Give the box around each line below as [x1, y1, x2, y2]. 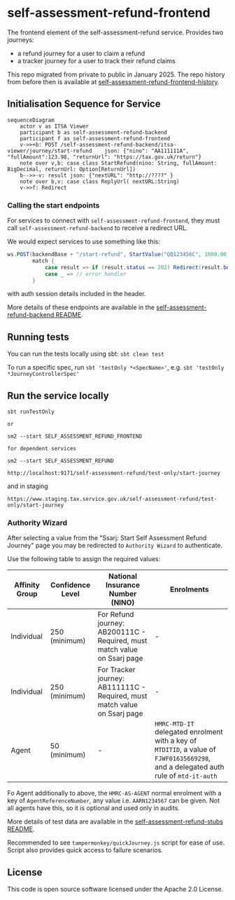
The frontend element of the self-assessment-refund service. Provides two [7, 28, 224, 36]
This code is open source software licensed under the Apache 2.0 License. [7, 885, 224, 894]
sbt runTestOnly [7, 408, 55, 415]
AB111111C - [97, 683, 146, 692]
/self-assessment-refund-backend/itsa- [60, 141, 177, 148]
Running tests [7, 331, 70, 343]
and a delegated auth [155, 763, 225, 772]
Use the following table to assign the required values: [7, 555, 161, 563]
